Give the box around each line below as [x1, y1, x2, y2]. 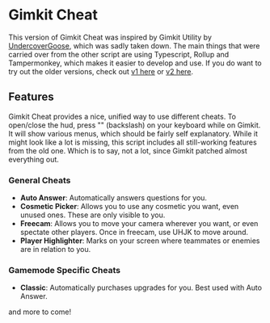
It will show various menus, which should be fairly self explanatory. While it [8, 128, 259, 138]
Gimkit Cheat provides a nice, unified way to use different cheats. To [8, 111, 237, 121]
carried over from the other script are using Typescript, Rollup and [8, 49, 230, 59]
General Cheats [8, 174, 71, 186]
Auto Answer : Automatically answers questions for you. [19, 193, 208, 203]
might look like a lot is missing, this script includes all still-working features [8, 137, 257, 147]
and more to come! [8, 307, 72, 317]
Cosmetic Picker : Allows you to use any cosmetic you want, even [19, 202, 239, 212]
